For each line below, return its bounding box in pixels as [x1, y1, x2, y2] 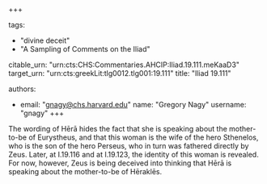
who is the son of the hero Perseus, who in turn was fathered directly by [8, 141, 249, 150]
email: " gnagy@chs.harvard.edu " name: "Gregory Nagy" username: [19, 100, 247, 109]
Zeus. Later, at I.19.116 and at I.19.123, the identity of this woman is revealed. [8, 150, 259, 159]
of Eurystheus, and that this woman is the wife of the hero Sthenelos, [28, 132, 259, 142]
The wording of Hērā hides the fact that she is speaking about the [8, 124, 228, 133]
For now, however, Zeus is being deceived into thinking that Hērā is [8, 158, 232, 168]
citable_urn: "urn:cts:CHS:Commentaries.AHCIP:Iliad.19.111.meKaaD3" [8, 60, 240, 69]
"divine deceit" [19, 36, 70, 45]
